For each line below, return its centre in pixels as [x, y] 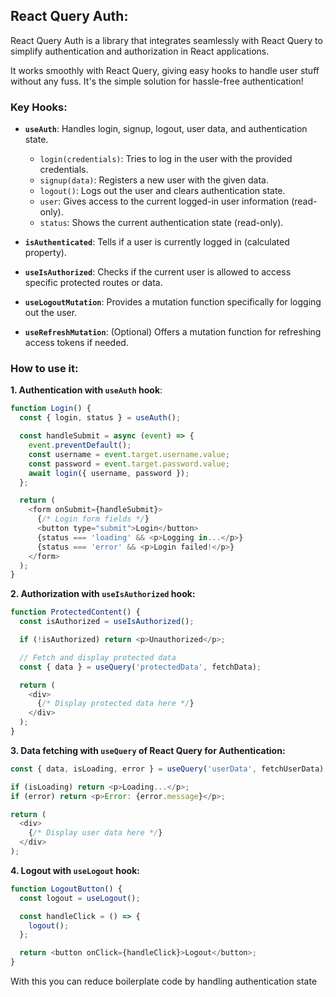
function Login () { [51, 409]
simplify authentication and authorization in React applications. [140, 51]
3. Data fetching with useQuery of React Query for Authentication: [148, 750]
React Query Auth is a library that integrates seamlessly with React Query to [166, 40]
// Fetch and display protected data [98, 657]
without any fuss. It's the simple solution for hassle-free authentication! [157, 81]
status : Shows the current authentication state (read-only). [161, 223]
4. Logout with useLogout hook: [75, 870]
